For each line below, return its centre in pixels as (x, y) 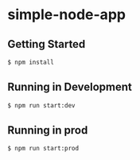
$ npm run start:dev (42, 105)
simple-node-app (67, 15)
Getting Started (47, 44)
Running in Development (70, 87)
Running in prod (48, 130)
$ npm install (31, 62)
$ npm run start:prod (43, 149)
